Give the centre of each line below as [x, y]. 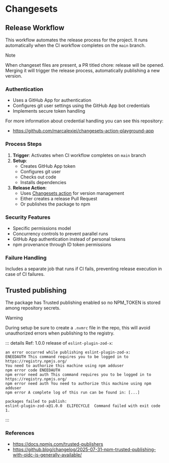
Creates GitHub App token [48, 166]
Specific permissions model [42, 228]
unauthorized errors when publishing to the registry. [60, 333]
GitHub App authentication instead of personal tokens [69, 239]
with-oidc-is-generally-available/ [47, 455]
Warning [14, 318]
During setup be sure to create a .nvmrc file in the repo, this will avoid [78, 328]
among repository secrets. [33, 308]
